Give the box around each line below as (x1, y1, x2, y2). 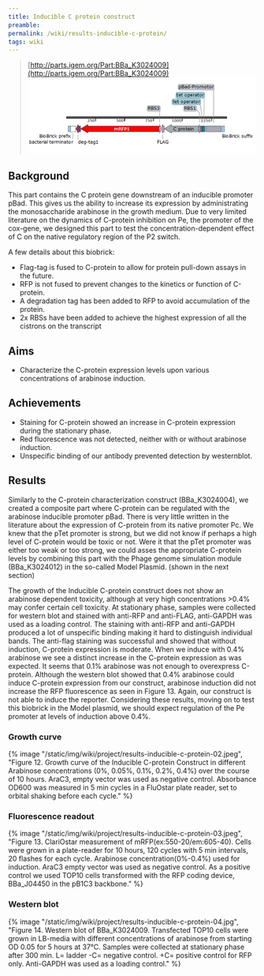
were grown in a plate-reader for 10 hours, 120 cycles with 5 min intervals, (8, 846, 248, 855)
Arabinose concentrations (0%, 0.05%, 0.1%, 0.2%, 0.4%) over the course (8, 766, 250, 775)
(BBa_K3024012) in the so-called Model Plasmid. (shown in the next (8, 561, 229, 572)
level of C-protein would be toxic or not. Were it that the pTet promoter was (8, 537, 252, 546)
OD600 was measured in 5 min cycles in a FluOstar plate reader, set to (8, 783, 238, 792)
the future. (19, 271, 54, 280)
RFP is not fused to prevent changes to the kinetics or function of (19, 280, 232, 289)
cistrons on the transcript (19, 321, 102, 331)
